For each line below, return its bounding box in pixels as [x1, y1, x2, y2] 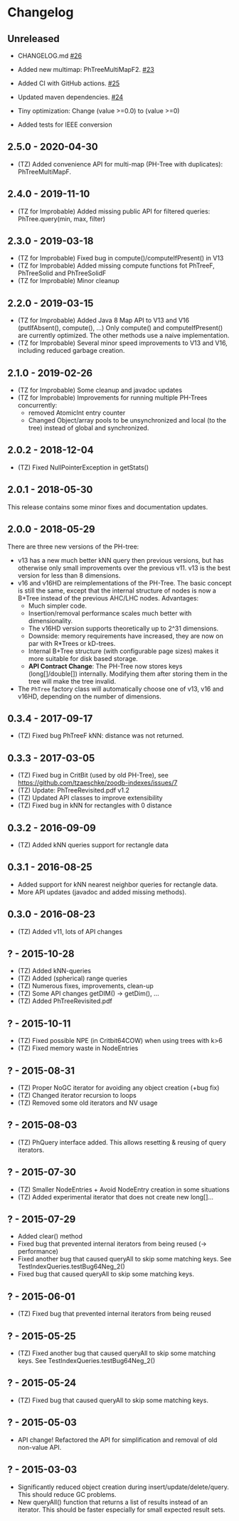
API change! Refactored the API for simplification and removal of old [17, 1435, 218, 1444]
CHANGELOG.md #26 [17, 51, 83, 60]
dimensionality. [28, 616, 73, 625]
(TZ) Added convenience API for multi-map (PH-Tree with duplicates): [17, 159, 223, 168]
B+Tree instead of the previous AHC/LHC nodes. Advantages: [17, 593, 199, 602]
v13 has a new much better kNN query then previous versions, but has [17, 556, 224, 564]
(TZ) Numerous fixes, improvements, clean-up [17, 982, 154, 990]
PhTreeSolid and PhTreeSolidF [17, 269, 107, 277]
